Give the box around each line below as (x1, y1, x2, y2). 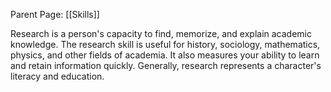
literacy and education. (10, 70, 105, 82)
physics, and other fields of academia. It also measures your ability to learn (10, 49, 320, 61)
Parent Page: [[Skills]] (10, 9, 100, 20)
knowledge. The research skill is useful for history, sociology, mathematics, (10, 39, 321, 50)
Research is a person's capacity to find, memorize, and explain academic (10, 28, 312, 39)
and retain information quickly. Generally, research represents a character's (10, 60, 322, 71)
